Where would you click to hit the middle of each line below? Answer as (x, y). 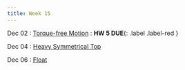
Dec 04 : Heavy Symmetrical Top (54, 46)
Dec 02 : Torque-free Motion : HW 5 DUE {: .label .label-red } (93, 33)
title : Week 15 (29, 13)
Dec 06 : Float (27, 60)
